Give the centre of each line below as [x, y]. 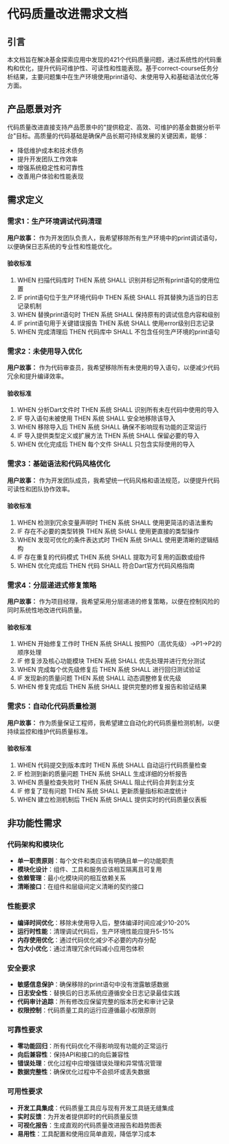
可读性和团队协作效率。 [40, 489]
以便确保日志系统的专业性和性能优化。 [61, 246]
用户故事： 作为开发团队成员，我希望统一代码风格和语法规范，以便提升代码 [113, 480]
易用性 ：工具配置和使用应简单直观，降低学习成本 [86, 1134]
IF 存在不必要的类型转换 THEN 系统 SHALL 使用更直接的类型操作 [108, 531]
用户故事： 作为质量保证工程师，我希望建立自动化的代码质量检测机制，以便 [113, 723]
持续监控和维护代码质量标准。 [49, 731]
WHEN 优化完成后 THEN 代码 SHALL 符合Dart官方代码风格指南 [106, 565]
